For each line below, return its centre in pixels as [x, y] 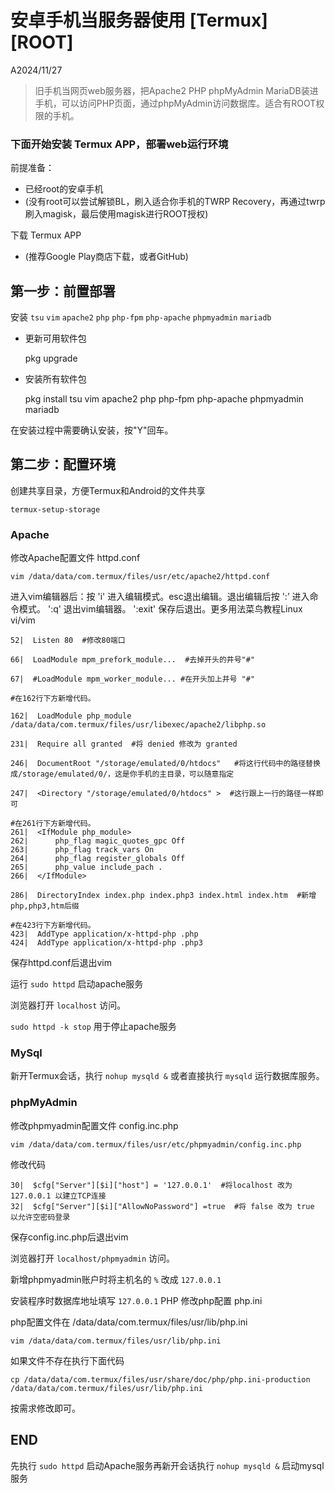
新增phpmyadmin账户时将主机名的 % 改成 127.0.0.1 [116, 1279]
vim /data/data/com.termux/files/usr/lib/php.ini [116, 1341]
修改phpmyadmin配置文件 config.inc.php [94, 1125]
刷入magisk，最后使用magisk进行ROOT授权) [116, 214]
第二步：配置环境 [63, 464]
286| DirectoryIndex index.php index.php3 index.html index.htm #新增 [163, 896]
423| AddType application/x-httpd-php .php [104, 934]
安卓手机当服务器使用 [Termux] [139, 20]
